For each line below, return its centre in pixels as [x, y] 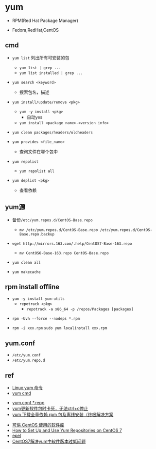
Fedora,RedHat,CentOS [35, 30]
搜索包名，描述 [34, 92]
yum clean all [26, 262]
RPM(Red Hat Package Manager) [45, 20]
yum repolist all [37, 171]
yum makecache [26, 272]
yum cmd [21, 393]
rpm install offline [32, 287]
